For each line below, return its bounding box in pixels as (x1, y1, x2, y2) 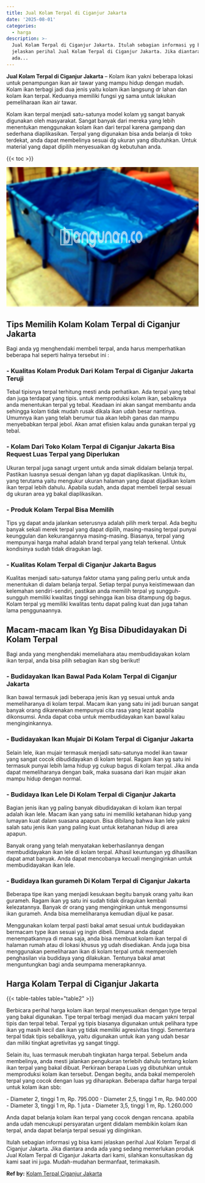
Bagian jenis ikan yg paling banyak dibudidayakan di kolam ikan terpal (6, 804, 182, 811)
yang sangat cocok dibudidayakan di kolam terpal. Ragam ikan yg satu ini (6, 755, 191, 763)
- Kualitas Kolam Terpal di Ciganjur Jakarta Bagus (6, 560, 157, 569)
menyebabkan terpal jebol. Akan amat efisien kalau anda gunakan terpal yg (6, 421, 196, 428)
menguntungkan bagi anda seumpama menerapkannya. (6, 961, 147, 968)
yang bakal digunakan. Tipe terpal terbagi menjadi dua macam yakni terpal (6, 1013, 195, 1021)
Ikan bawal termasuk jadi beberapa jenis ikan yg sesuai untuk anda (6, 694, 175, 701)
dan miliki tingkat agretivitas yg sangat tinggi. (6, 1039, 120, 1047)
